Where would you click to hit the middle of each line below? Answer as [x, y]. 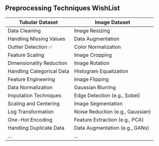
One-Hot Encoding [30, 120]
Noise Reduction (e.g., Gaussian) [112, 112]
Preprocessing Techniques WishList [63, 8]
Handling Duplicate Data [36, 128]
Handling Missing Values [37, 38]
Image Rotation [92, 63]
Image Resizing [92, 30]
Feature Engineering [31, 79]
